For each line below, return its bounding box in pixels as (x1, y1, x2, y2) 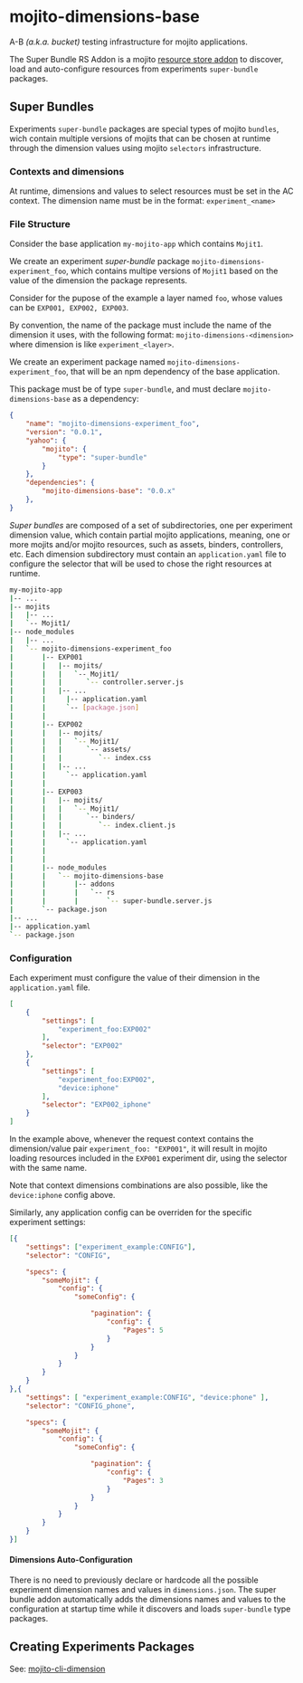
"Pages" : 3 (122, 1476, 165, 1485)
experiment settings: (9, 1217, 86, 1228)
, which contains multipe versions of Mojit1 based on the (66, 265, 279, 277)
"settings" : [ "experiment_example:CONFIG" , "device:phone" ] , (25, 1393, 270, 1402)
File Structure (9, 217, 71, 230)
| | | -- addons (9, 880, 116, 889)
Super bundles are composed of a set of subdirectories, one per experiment (9, 519, 293, 530)
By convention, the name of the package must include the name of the (9, 319, 272, 331)
